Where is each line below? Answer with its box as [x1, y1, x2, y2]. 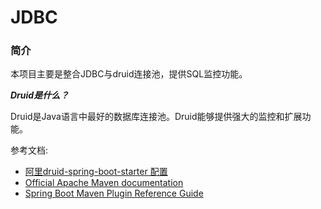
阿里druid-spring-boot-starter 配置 [24, 166, 168, 178]
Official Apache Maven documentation [24, 177, 184, 189]
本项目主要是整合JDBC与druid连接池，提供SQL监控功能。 [10, 68, 248, 80]
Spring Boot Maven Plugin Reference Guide [24, 187, 204, 200]
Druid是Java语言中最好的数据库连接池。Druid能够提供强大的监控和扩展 [10, 111, 303, 123]
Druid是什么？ [10, 89, 70, 101]
